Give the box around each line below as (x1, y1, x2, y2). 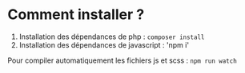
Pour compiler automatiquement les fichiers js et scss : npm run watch (7, 56, 237, 65)
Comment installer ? (7, 6, 145, 24)
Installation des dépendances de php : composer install (18, 32, 205, 41)
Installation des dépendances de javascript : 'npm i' (18, 40, 190, 49)
